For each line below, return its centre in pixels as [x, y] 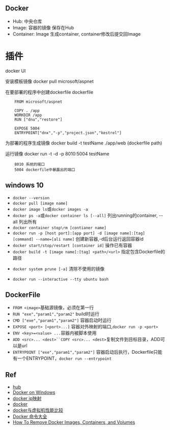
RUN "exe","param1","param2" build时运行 [56, 314]
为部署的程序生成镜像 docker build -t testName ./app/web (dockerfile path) [84, 143]
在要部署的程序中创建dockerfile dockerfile [49, 92]
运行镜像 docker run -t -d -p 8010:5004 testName [57, 153]
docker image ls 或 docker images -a [50, 209]
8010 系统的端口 [30, 164]
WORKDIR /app [28, 115]
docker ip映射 [27, 398]
